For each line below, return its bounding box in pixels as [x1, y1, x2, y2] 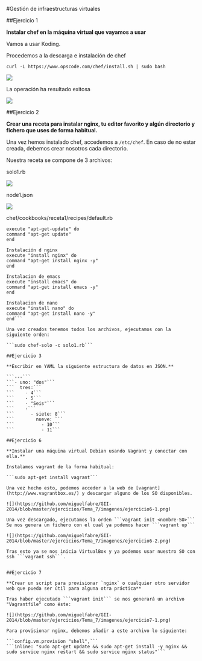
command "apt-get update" [6, 231, 71, 237]
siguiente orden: [6, 332, 50, 338]
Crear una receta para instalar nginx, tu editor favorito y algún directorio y [6, 120, 195, 127]
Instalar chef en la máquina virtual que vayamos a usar [6, 28, 147, 36]
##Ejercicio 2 [6, 109, 39, 115]
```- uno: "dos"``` [6, 379, 55, 385]
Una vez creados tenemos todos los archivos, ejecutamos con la [6, 326, 171, 332]
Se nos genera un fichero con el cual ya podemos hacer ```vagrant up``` [6, 522, 196, 528]
